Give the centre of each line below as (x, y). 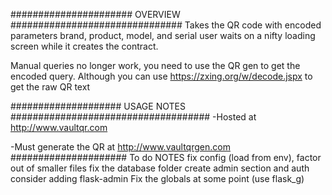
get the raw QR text (50, 87)
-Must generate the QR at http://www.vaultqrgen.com (120, 147)
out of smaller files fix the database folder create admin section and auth (160, 168)
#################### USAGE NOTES (98, 106)
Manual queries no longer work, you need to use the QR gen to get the (155, 65)
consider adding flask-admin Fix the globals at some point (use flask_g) (157, 178)
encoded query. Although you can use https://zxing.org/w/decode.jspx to (161, 76)
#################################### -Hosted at (133, 117)
